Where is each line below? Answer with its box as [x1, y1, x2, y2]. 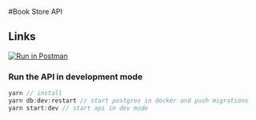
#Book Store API [8, 7, 62, 16]
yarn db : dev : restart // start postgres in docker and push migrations [8, 96, 249, 105]
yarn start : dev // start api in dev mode [8, 104, 149, 112]
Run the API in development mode [8, 71, 143, 82]
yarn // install [8, 90, 62, 98]
